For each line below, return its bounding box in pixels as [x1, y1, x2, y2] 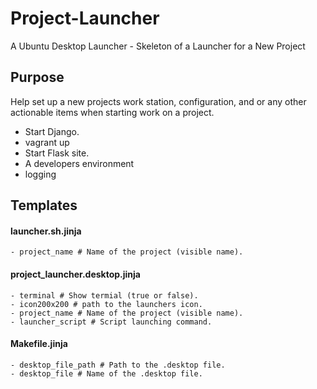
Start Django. [24, 125, 80, 137]
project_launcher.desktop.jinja [10, 268, 141, 280]
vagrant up [24, 136, 70, 148]
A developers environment [24, 157, 135, 169]
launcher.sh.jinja [10, 225, 82, 237]
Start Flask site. [24, 147, 90, 159]
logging [24, 168, 57, 180]
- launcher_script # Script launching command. [10, 317, 213, 327]
